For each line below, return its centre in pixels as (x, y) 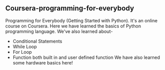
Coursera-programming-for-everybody (70, 8)
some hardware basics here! (43, 62)
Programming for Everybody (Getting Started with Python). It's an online (81, 20)
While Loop (25, 46)
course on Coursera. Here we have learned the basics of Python (73, 26)
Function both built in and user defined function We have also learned (86, 57)
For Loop (22, 52)
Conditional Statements (37, 41)
